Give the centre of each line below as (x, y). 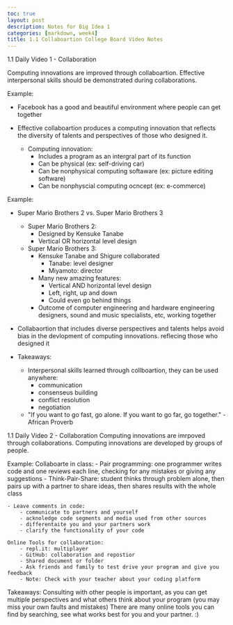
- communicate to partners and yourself (79, 512)
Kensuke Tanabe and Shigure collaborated (99, 256)
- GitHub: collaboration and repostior (78, 555)
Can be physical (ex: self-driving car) (91, 164)
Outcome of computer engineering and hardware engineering (126, 308)
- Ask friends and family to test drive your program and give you (119, 567)
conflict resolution (64, 400)
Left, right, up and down (83, 293)
